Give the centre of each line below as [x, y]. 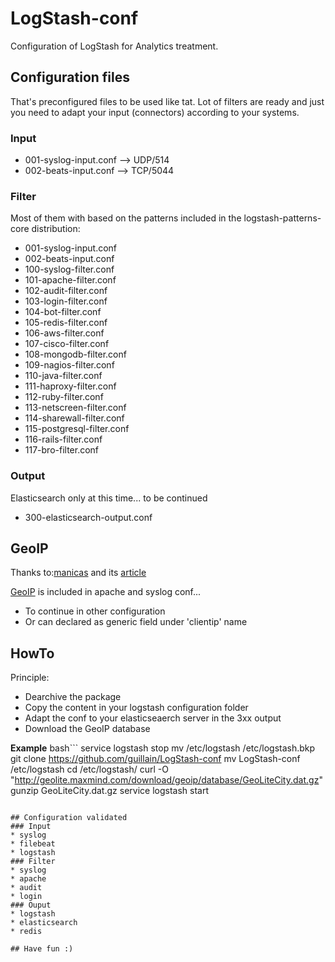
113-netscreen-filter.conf [75, 408]
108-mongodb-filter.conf [75, 354]
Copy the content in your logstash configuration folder [136, 708]
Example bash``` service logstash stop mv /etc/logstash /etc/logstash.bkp [163, 748]
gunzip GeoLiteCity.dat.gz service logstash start [109, 791]
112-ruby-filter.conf [64, 397]
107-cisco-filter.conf [67, 344]
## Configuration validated [69, 818]
